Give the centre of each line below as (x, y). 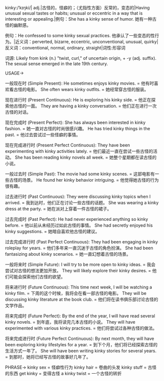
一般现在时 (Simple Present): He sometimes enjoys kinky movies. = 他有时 (80, 83)
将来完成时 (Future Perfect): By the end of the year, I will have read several (80, 316)
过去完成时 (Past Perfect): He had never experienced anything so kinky (77, 219)
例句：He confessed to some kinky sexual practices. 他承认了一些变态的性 (80, 36)
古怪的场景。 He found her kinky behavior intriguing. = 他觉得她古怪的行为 (84, 180)
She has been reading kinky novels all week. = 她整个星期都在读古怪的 (85, 157)
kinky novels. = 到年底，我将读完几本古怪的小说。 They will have (70, 322)
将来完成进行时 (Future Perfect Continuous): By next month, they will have (80, 338)
